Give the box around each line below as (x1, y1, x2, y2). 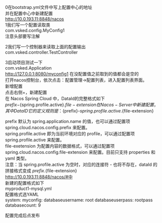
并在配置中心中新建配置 (5, 10, 53, 16)
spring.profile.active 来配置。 (5, 137, 65, 143)
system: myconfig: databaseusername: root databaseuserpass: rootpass (5, 197, 153, 203)
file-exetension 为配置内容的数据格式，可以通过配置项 (5, 143, 115, 149)
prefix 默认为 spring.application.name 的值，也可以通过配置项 (5, 118, 130, 124)
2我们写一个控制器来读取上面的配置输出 (5, 44, 86, 49)
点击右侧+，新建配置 (5, 89, 47, 95)
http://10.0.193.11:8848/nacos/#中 (5, 174, 73, 180)
